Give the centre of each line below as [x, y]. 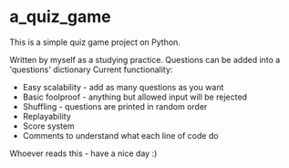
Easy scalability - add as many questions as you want [123, 87]
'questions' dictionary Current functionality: [91, 69]
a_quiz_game [60, 17]
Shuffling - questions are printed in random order [115, 106]
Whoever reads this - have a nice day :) [83, 153]
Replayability [46, 116]
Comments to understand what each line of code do [120, 135]
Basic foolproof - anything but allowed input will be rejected [135, 97]
